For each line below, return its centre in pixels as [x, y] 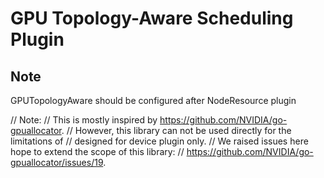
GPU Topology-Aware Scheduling [152, 18]
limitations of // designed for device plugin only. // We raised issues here [159, 141]
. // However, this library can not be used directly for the [176, 130]
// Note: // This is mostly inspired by [84, 120]
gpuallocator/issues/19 [57, 162]
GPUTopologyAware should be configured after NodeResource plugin [153, 100]
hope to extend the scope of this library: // [97, 151]
